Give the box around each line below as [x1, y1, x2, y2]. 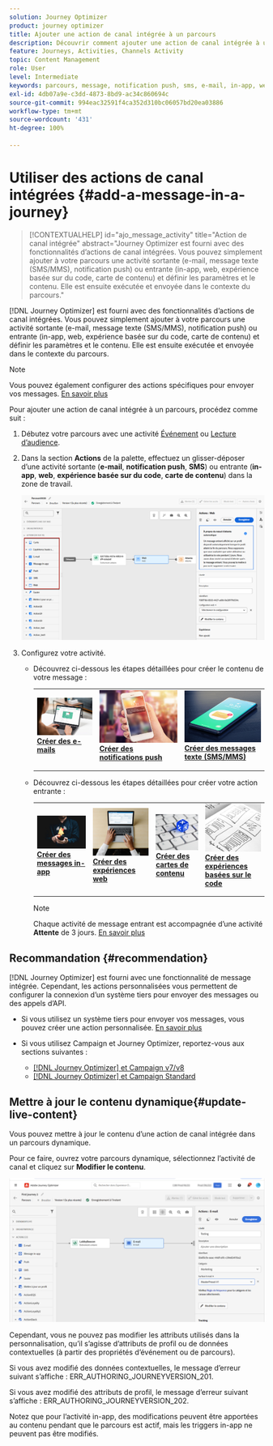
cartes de [156, 859, 189, 869]
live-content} [9, 1107, 78, 1121]
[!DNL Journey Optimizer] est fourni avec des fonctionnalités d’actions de [9, 305, 254, 315]
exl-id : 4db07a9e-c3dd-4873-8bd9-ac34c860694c [9, 90, 169, 98]
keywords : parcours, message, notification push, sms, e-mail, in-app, [9, 81, 256, 89]
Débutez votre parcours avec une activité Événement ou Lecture [20, 429, 237, 438]
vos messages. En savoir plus [9, 389, 109, 399]
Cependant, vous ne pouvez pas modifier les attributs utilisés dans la [9, 1329, 240, 1340]
